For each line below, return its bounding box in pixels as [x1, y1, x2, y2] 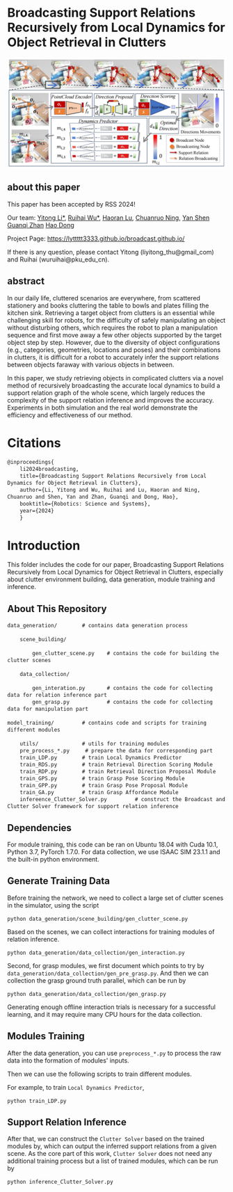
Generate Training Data [7, 875, 110, 887]
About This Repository [7, 603, 107, 615]
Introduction [7, 538, 81, 554]
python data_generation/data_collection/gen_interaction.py [7, 949, 186, 956]
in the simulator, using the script [7, 901, 99, 909]
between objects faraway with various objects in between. [7, 360, 175, 369]
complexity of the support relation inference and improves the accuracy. [7, 396, 214, 404]
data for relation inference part [7, 692, 108, 699]
